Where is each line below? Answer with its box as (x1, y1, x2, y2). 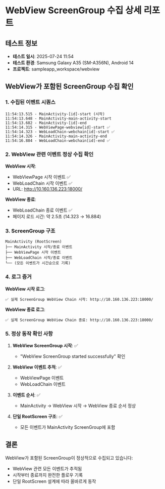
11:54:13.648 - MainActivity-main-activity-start (5, 116, 112, 121)
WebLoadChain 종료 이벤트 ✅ (12, 207, 73, 213)
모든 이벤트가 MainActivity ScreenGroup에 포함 (20, 424, 116, 430)
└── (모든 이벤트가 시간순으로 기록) (5, 261, 71, 266)
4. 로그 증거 (5, 273, 32, 280)
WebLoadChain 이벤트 (20, 381, 66, 387)
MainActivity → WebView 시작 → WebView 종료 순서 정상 (20, 402, 136, 409)
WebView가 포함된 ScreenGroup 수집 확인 (5, 82, 134, 91)
